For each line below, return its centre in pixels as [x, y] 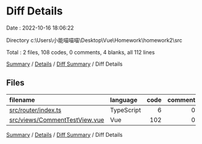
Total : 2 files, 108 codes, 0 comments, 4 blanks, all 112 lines [81, 52]
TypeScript [126, 110]
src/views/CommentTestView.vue [57, 120]
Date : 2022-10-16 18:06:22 [40, 28]
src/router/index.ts [35, 110]
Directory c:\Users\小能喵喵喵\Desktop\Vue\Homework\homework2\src [94, 40]
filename [22, 99]
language [124, 99]
